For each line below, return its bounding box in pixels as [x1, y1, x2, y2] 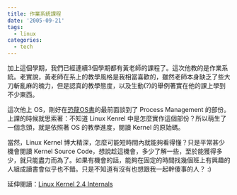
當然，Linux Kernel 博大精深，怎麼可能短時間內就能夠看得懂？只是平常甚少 [7, 138, 225, 146]
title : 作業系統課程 [7, 10, 62, 18]
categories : [7, 37, 42, 44]
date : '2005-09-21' [7, 17, 65, 24]
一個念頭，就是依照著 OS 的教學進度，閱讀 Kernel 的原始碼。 [7, 123, 185, 131]
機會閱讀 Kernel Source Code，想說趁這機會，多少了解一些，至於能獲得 [7, 147, 217, 155]
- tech [13, 43, 33, 50]
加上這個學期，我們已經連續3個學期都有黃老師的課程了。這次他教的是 [7, 64, 210, 72]
